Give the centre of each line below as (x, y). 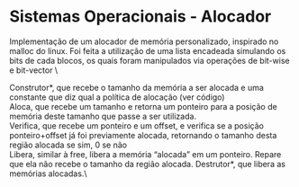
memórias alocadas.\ (48, 174)
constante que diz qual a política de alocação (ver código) (117, 97)
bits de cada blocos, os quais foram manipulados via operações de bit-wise (149, 60)
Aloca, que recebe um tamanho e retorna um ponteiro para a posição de (143, 106)
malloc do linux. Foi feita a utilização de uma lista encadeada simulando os (148, 50)
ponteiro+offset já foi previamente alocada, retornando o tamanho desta (143, 135)
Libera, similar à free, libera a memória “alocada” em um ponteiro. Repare (145, 154)
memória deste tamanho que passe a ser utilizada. (103, 116)
